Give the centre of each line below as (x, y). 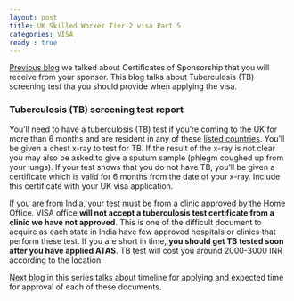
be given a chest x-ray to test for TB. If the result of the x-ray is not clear (143, 148)
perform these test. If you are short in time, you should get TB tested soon (147, 240)
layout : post (33, 17)
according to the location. (57, 260)
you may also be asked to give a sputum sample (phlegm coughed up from (147, 158)
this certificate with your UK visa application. (91, 186)
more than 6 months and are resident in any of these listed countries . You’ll (147, 138)
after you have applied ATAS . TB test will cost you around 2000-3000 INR (146, 250)
